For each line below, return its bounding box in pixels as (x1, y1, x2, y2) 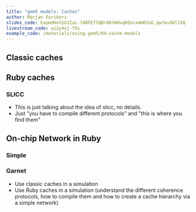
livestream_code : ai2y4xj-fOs (6, 25, 81, 31)
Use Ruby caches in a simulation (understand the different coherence (14, 187, 184, 194)
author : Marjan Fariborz (6, 14, 67, 20)
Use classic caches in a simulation (14, 180, 98, 187)
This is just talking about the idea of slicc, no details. (14, 104, 142, 111)
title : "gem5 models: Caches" (6, 8, 81, 15)
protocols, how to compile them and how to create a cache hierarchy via (14, 193, 190, 200)
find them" (14, 116, 41, 123)
